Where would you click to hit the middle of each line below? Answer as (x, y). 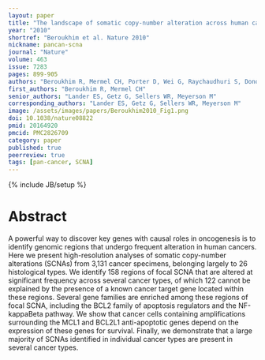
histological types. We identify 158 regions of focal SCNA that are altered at (131, 272)
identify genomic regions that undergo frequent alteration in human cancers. (132, 247)
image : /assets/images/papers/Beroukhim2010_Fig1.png (99, 111)
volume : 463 (28, 60)
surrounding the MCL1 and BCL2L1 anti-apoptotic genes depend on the (123, 322)
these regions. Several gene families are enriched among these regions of (128, 298)
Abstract (37, 217)
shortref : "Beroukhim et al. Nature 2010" (79, 37)
